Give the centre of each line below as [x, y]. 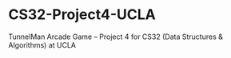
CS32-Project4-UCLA [82, 15]
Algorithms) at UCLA [42, 44]
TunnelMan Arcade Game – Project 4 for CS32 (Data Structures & [116, 37]
